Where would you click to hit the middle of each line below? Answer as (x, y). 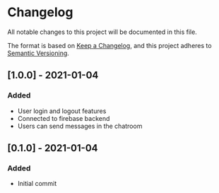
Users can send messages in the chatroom (80, 126)
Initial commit (37, 184)
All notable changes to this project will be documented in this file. (102, 32)
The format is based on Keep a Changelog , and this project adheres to (109, 45)
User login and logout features (62, 111)
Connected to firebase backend (64, 118)
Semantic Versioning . (38, 53)
